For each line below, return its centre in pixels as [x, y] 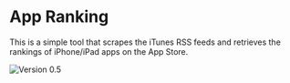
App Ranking [59, 17]
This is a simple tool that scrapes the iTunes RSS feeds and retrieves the [145, 42]
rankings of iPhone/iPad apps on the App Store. [99, 51]
